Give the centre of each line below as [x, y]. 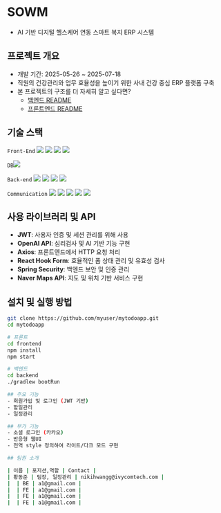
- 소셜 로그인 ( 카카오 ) [36, 433]
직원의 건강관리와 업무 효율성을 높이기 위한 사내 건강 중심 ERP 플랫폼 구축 [116, 82]
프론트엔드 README [55, 109]
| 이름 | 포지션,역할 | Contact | [52, 470]
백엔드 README [49, 100]
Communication [28, 194]
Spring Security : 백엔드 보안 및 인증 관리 [73, 269]
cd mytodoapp [26, 325]
